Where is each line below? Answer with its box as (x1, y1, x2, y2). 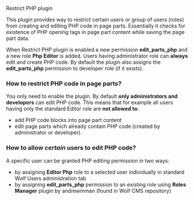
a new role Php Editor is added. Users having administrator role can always (6, 52, 188, 60)
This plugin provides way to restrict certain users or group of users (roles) (6, 16, 184, 23)
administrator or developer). (14, 129, 82, 136)
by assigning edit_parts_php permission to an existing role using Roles (14, 181, 186, 188)
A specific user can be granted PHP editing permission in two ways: (6, 157, 169, 164)
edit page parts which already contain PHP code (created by (14, 123, 161, 130)
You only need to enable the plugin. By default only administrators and (6, 93, 178, 100)
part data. (6, 35, 30, 42)
